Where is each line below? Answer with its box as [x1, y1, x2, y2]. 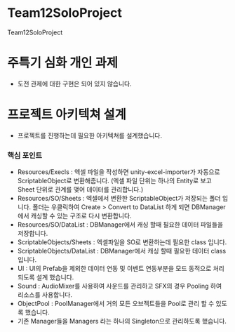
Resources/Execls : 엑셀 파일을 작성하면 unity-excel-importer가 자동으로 [17, 168, 220, 176]
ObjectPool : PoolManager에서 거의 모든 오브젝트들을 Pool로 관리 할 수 [17, 300, 215, 308]
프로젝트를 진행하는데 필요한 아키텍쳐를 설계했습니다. [17, 131, 163, 140]
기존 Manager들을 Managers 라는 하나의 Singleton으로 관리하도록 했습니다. [17, 317, 227, 326]
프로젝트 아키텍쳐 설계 [7, 107, 126, 123]
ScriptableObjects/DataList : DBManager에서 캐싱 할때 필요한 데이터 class [17, 247, 227, 255]
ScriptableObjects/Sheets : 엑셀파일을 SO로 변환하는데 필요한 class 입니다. [17, 238, 227, 246]
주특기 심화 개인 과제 [7, 55, 118, 71]
